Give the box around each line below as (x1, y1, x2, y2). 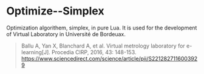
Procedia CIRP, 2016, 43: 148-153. (51, 48, 137, 55)
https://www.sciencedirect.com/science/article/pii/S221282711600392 (21, 55, 198, 62)
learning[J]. (21, 48, 50, 55)
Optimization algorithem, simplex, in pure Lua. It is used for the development (6, 24, 197, 31)
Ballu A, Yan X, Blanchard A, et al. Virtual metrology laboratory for (21, 42, 185, 49)
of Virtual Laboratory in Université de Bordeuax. (6, 30, 126, 37)
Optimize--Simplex (6, 4, 104, 18)
